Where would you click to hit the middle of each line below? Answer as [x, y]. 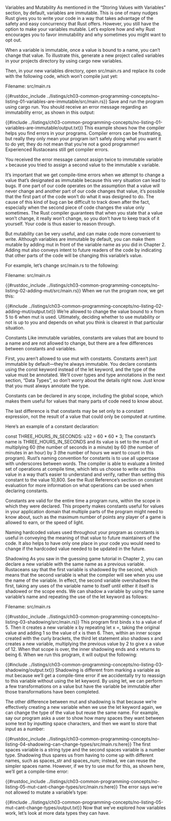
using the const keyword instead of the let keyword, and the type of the [80, 369]
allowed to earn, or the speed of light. [45, 522]
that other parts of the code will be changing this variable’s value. [74, 255]
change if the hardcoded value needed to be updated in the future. [76, 549]
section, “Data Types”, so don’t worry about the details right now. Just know [85, 380]
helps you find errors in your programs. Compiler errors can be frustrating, [84, 133]
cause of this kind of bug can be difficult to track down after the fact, [78, 202]
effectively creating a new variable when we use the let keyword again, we [84, 707]
